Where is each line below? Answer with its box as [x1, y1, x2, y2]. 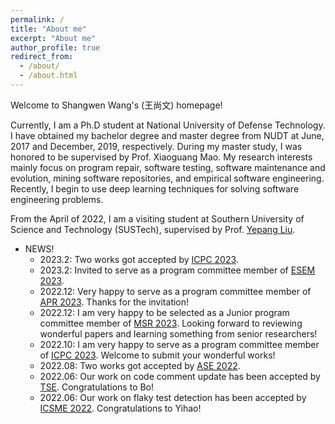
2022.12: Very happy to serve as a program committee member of [39, 285, 312, 297]
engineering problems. [10, 193, 104, 205]
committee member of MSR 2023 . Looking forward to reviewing [39, 317, 303, 329]
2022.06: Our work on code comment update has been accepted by [39, 370, 321, 382]
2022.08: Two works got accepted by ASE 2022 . [39, 359, 241, 371]
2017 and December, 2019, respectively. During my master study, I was [10, 140, 303, 152]
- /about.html [19, 71, 78, 81]
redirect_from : [10, 52, 74, 62]
